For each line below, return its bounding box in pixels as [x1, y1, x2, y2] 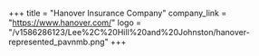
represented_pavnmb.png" [8, 36, 110, 47]
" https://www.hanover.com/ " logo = [8, 17, 142, 28]
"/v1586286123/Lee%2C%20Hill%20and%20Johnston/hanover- [8, 27, 250, 37]
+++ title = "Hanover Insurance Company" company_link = [8, 8, 227, 18]
